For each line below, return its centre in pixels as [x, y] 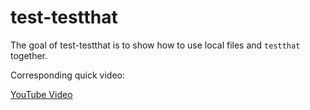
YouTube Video [41, 94]
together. [29, 55]
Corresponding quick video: [67, 75]
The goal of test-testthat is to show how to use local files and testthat [155, 45]
